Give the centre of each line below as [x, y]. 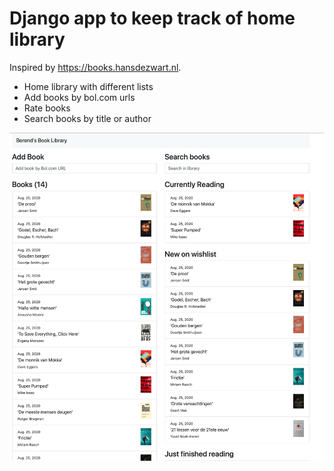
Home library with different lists [88, 86]
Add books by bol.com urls [79, 97]
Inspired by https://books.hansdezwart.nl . [95, 67]
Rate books [47, 108]
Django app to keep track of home [152, 18]
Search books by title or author [87, 118]
